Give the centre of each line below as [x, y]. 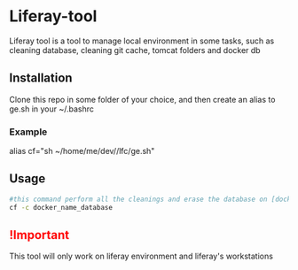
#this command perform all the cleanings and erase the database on [138, 199]
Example [28, 132]
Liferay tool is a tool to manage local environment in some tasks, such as [142, 41]
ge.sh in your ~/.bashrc [52, 109]
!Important [39, 235]
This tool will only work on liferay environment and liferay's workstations [141, 256]
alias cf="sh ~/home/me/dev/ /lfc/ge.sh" [82, 151]
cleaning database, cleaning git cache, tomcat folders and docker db [135, 50]
